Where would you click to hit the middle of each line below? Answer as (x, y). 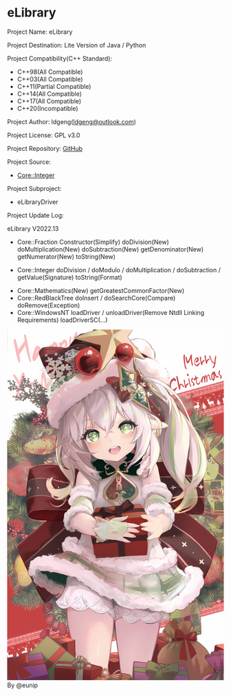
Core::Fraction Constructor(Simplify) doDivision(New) (93, 242)
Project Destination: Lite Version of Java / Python (77, 45)
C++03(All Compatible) (50, 79)
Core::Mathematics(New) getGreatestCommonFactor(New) (101, 290)
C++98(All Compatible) (50, 72)
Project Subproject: (34, 188)
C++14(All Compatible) (49, 94)
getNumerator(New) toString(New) (66, 256)
